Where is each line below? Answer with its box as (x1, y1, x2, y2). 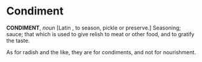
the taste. (6, 37, 30, 44)
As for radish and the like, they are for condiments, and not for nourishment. (6, 48, 196, 55)
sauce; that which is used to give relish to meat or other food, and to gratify (6, 30, 195, 37)
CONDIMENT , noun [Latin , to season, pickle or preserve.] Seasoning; (6, 24, 181, 31)
